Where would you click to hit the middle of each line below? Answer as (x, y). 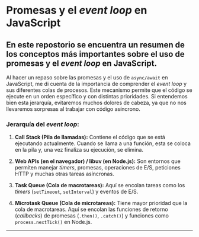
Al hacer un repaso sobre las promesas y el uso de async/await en (87, 77)
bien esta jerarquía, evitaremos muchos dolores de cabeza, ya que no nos (96, 103)
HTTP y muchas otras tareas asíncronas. (64, 174)
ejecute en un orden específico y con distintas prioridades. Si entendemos (97, 96)
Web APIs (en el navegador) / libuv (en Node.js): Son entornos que (97, 161)
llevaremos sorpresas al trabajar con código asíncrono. (73, 109)
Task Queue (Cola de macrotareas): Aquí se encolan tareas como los (100, 185)
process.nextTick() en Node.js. (53, 222)
